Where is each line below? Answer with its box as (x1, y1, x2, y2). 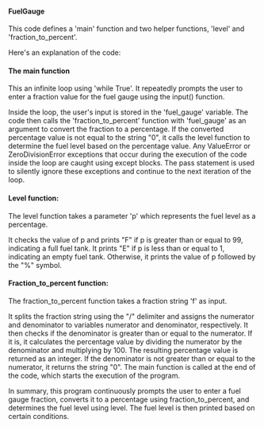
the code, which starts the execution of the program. (8, 371, 181, 380)
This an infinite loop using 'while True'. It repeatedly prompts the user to (8, 83, 243, 93)
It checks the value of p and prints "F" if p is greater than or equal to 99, (8, 235, 243, 244)
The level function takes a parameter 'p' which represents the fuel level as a (8, 211, 256, 220)
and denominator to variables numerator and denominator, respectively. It (8, 320, 248, 329)
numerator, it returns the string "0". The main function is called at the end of (8, 362, 256, 371)
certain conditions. (8, 411, 70, 421)
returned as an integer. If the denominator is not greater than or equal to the (8, 354, 256, 363)
